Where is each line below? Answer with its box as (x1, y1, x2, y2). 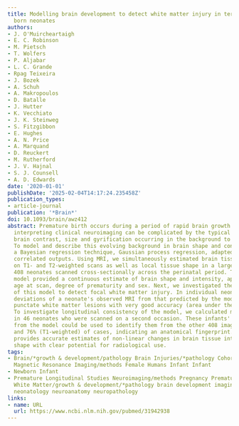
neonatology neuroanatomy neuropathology (14, 388, 139, 395)
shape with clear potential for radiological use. (14, 341, 167, 349)
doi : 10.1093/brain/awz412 (7, 216, 87, 223)
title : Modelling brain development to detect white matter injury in (7, 10, 221, 18)
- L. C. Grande (7, 63, 53, 71)
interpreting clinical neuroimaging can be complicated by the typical (14, 229, 231, 236)
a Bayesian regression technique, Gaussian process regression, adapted (14, 249, 234, 256)
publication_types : (7, 196, 65, 203)
